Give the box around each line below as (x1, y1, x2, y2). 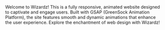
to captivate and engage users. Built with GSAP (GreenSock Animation (5, 9, 150, 15)
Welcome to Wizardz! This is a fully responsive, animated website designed (5, 4, 161, 10)
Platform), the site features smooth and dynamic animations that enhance (5, 15, 156, 20)
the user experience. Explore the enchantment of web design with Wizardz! (5, 19, 161, 25)
